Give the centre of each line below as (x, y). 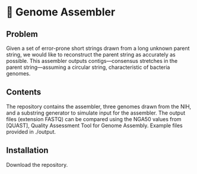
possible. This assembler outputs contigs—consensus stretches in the (92, 61)
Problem (22, 34)
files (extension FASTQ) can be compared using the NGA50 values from (94, 119)
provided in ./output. (31, 132)
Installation (27, 151)
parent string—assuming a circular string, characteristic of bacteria (88, 67)
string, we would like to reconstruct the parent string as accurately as (91, 55)
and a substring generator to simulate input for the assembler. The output (96, 113)
